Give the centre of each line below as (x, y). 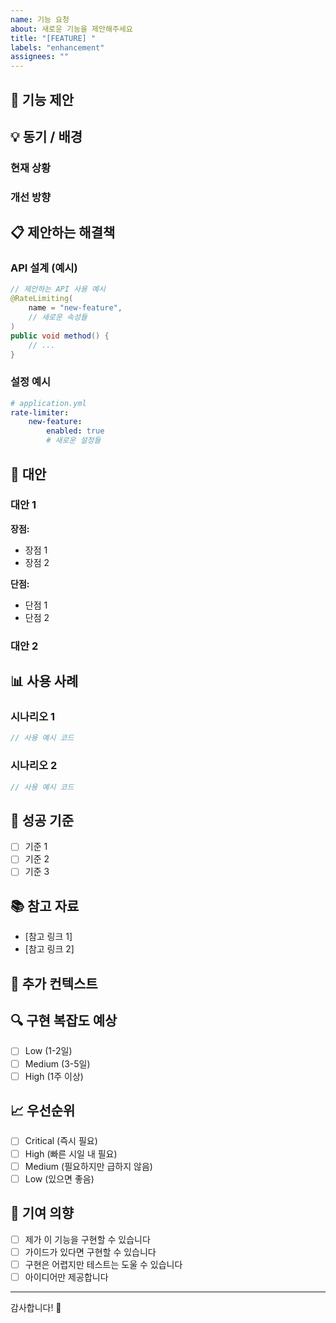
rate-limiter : (40, 412)
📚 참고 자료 (45, 906)
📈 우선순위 (43, 1111)
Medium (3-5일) (57, 1063)
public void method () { (60, 336)
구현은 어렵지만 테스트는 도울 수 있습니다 (103, 1264)
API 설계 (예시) (44, 268)
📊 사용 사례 (44, 681)
